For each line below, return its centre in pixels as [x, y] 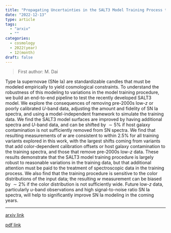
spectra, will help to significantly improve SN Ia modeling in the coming [80, 195]
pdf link [13, 225]
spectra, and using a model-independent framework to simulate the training [84, 114]
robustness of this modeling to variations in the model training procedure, [82, 93]
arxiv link [15, 215]
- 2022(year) [24, 48]
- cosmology [23, 43]
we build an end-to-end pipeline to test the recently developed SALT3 [78, 98]
